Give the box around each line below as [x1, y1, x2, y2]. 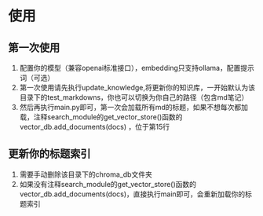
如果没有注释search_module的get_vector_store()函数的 [19, 179, 197, 189]
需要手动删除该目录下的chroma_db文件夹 [19, 170, 153, 179]
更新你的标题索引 [8, 147, 91, 161]
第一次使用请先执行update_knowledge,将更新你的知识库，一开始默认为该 [19, 83, 256, 92]
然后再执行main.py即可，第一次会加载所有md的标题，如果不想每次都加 [19, 103, 249, 112]
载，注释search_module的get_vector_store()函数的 [19, 112, 183, 122]
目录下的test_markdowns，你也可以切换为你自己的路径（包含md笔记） [19, 93, 249, 102]
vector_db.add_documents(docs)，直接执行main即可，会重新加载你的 [19, 189, 246, 199]
